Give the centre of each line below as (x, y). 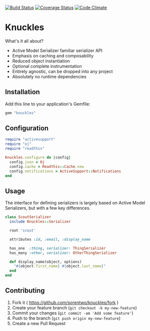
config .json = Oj (27, 162)
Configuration (27, 128)
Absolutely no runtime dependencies (49, 77)
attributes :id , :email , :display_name (50, 239)
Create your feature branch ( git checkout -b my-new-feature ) (75, 307)
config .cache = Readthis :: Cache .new (47, 166)
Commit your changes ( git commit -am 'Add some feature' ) (73, 313)
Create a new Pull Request (39, 323)
